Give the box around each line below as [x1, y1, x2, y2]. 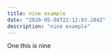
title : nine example [7, 10, 67, 17]
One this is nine [7, 42, 52, 50]
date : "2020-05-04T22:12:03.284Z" [7, 16, 107, 23]
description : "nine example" [7, 23, 91, 30]
